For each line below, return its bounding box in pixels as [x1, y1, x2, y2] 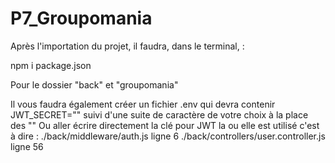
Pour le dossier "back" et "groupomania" [10, 78, 179, 91]
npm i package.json [10, 59, 92, 71]
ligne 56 [10, 140, 44, 152]
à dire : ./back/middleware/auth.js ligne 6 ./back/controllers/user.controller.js [10, 130, 326, 142]
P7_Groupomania [10, 7, 153, 30]
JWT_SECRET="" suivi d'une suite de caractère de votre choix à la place [10, 108, 309, 121]
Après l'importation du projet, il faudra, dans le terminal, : [10, 40, 245, 52]
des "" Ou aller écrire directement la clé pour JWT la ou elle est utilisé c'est [10, 119, 320, 131]
